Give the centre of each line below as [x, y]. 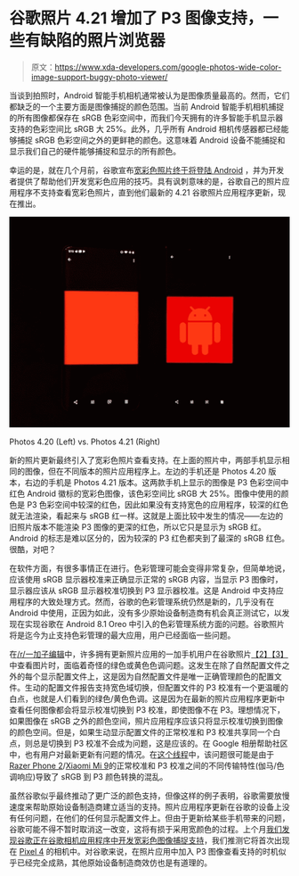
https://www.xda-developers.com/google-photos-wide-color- [168, 67]
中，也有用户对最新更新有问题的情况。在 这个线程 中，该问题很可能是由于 [141, 754]
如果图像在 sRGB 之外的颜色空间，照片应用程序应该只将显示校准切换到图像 [146, 721]
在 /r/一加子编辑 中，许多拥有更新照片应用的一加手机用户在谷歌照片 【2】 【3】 [149, 654]
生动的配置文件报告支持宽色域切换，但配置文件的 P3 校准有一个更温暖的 [157, 687]
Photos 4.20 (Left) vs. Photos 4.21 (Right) [85, 442]
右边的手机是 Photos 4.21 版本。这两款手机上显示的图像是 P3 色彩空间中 [157, 482]
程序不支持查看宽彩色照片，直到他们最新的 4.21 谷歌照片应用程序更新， [147, 192]
